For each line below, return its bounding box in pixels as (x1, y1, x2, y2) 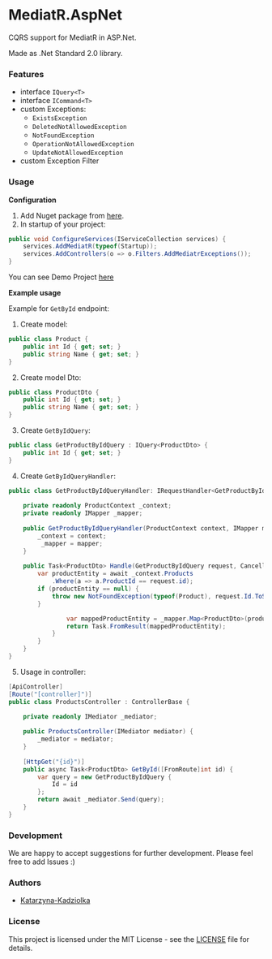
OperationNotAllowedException (32, 140, 135, 149)
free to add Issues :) (8, 857, 75, 866)
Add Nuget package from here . (19, 210, 124, 220)
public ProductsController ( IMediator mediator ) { (23, 728, 194, 736)
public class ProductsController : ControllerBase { (8, 698, 190, 706)
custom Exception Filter (19, 156, 100, 166)
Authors (8, 877, 42, 888)
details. (8, 943, 33, 953)
